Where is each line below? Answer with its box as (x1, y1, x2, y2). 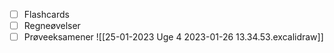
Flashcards (23, 9, 70, 20)
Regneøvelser (23, 20, 81, 32)
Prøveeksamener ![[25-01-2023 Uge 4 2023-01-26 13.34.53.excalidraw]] (23, 31, 324, 43)
